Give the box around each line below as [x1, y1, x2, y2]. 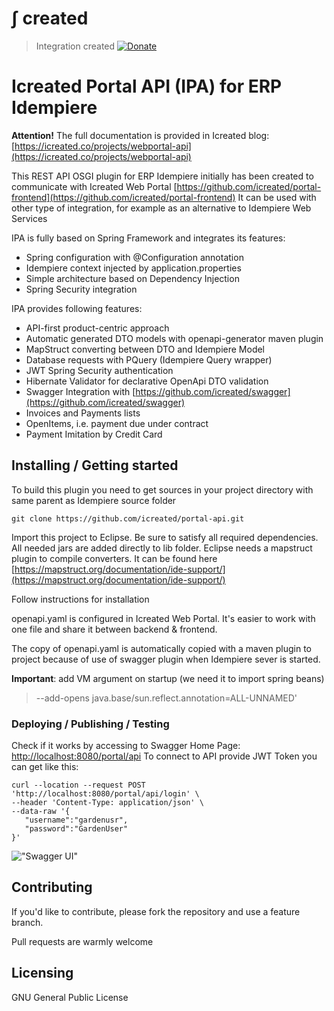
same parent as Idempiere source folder [11, 494, 177, 506]
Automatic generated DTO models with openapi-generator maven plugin [25, 332, 324, 344]
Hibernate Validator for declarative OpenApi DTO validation [25, 375, 269, 387]
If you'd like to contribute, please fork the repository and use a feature [11, 905, 301, 917]
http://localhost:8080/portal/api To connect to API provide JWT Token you [11, 750, 318, 762]
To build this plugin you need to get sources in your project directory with [11, 483, 314, 496]
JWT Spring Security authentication [25, 364, 174, 376]
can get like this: [11, 760, 79, 772]
